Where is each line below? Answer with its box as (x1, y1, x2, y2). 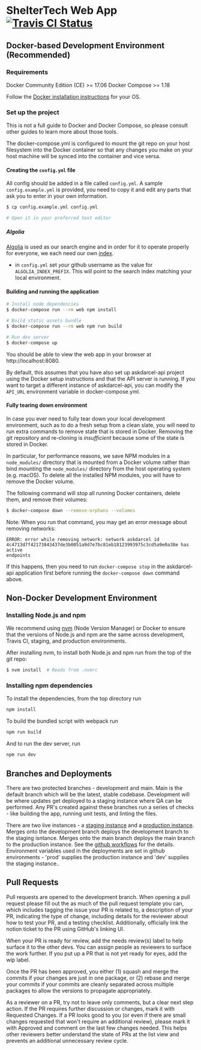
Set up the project (6, 108, 59, 116)
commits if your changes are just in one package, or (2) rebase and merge (6, 974, 190, 981)
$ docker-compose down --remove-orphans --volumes (6, 507, 136, 513)
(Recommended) (6, 49, 71, 60)
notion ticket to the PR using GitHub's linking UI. (6, 925, 125, 933)
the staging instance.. (6, 860, 60, 867)
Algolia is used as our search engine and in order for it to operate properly (6, 243, 190, 250)
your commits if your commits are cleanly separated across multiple (6, 980, 174, 987)
